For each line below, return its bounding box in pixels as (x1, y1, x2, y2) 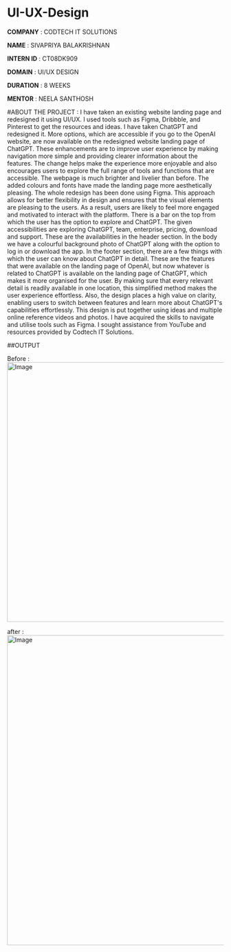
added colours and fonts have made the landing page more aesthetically (7, 181, 212, 189)
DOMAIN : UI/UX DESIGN (7, 68, 79, 76)
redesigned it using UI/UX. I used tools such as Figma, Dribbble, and (7, 115, 201, 123)
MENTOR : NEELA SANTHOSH (7, 95, 94, 103)
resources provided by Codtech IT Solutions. (7, 328, 134, 336)
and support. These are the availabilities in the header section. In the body (7, 232, 218, 241)
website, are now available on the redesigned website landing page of (7, 137, 206, 146)
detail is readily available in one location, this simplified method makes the (7, 284, 217, 292)
